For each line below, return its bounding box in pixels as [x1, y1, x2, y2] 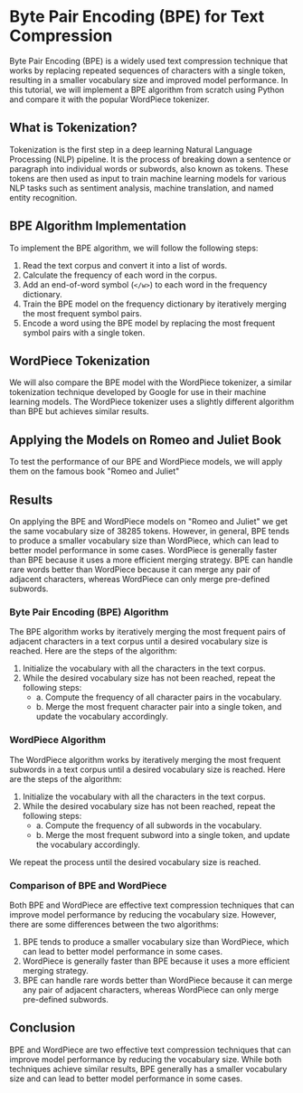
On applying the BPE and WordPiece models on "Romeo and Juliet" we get [9, 516, 288, 526]
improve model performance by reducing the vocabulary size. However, [9, 909, 278, 919]
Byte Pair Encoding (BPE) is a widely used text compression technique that [9, 55, 289, 66]
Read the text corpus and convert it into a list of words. [22, 259, 228, 270]
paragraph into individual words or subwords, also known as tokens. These [9, 163, 289, 174]
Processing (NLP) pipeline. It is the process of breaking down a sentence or [9, 154, 291, 165]
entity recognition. [9, 192, 78, 203]
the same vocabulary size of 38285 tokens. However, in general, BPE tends [9, 526, 289, 536]
